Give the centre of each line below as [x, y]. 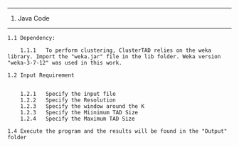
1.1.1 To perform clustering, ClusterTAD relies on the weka [116, 50]
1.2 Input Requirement [41, 75]
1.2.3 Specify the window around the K [82, 107]
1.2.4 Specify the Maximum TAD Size [78, 119]
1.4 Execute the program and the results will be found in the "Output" [117, 131]
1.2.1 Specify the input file [68, 94]
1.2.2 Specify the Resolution [68, 100]
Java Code [33, 18]
